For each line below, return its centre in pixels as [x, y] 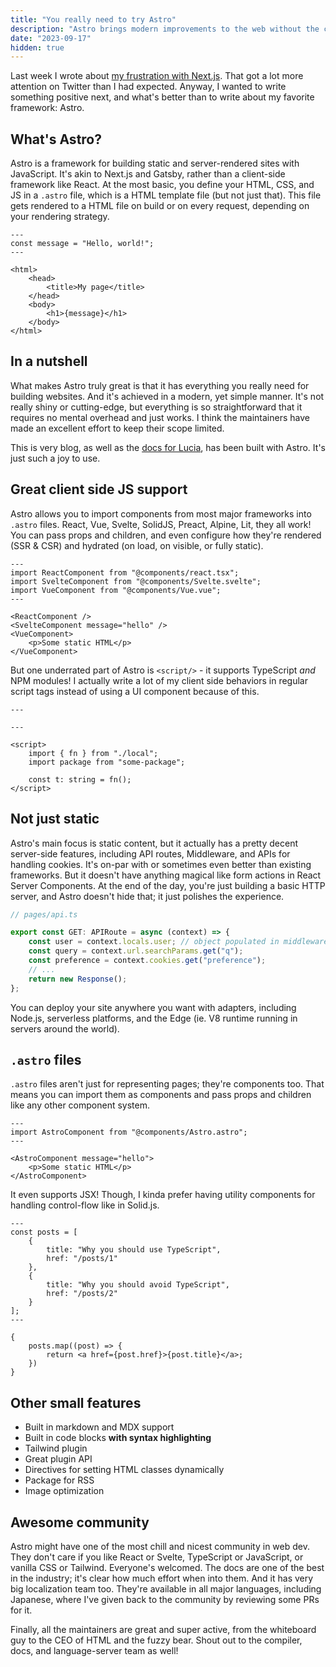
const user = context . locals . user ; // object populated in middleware [178, 942]
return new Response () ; [78, 979]
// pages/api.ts [44, 914]
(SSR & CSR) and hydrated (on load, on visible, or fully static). [137, 545]
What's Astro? [56, 139]
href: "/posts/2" [82, 1294]
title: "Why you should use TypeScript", [134, 1250]
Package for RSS [59, 1480]
